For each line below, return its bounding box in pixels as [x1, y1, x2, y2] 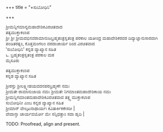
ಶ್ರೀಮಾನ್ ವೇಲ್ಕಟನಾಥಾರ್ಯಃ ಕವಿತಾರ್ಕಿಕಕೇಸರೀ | [5, 106, 75, 111]
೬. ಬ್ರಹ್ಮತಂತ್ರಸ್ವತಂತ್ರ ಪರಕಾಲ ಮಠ [5, 52, 54, 58]
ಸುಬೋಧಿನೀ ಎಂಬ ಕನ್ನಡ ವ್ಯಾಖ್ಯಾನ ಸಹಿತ [5, 100, 64, 106]
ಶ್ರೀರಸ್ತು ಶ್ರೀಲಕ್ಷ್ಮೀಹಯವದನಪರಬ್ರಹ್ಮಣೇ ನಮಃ [5, 83, 70, 89]
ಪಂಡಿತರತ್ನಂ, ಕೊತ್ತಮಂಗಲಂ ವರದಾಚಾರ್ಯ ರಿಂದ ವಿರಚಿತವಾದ [5, 41, 95, 46]
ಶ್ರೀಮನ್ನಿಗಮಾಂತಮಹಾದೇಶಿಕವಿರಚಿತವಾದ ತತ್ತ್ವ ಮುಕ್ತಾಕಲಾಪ [5, 94, 91, 100]
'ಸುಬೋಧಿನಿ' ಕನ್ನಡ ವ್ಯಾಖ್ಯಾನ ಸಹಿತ [5, 46, 57, 52]
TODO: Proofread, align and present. [5, 121, 81, 127]
